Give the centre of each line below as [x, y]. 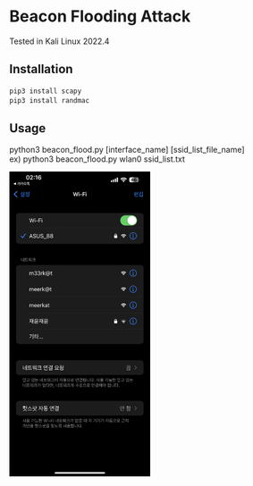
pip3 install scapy [46, 91]
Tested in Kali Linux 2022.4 [59, 41]
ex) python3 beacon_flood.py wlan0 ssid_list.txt [97, 159]
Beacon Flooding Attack [100, 17]
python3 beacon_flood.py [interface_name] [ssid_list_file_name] [127, 150]
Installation [41, 69]
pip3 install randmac [50, 100]
